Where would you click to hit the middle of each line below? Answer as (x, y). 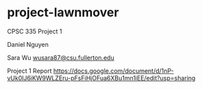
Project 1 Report (30, 71)
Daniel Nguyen (28, 44)
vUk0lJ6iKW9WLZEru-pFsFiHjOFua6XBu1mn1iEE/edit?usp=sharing (101, 78)
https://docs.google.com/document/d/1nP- (114, 71)
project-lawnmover (63, 13)
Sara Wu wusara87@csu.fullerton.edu (61, 57)
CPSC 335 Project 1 (35, 31)
